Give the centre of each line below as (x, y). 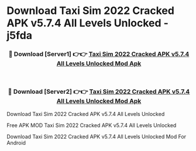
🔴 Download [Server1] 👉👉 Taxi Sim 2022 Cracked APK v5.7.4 (99, 54)
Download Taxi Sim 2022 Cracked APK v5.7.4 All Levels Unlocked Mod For (97, 136)
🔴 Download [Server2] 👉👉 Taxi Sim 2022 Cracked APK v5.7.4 (99, 92)
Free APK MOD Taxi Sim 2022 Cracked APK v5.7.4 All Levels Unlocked (92, 125)
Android (16, 143)
